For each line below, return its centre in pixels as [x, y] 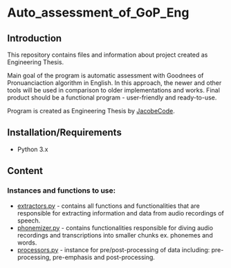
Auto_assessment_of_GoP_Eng [98, 13]
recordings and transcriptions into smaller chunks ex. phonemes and [115, 235]
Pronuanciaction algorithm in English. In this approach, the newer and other [114, 83]
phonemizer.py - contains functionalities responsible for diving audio [115, 228]
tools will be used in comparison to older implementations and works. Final [113, 90]
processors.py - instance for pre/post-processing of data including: [113, 249]
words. [27, 242]
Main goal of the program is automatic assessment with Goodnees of [105, 75]
